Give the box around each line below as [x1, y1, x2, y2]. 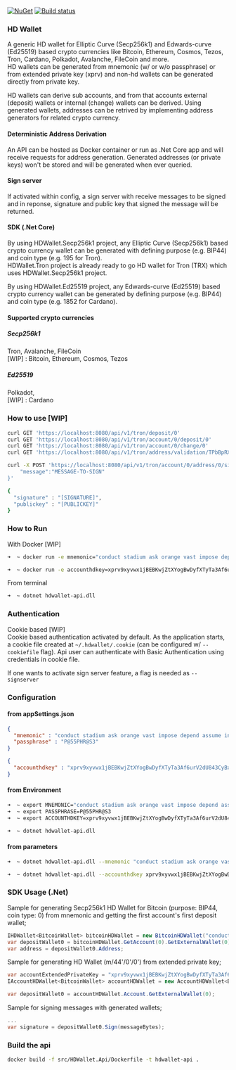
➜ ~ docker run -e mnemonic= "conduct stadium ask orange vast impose [7, 553, 218, 561]
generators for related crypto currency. [7, 113, 121, 122]
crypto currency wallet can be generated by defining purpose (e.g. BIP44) [7, 289, 222, 298]
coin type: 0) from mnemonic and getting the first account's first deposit [7, 911, 217, 919]
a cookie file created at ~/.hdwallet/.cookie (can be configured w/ [7, 640, 202, 649]
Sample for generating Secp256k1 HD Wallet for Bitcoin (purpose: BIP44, [7, 903, 218, 912]
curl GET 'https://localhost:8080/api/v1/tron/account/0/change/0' [7, 442, 209, 450]
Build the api [7, 1040, 51, 1050]
